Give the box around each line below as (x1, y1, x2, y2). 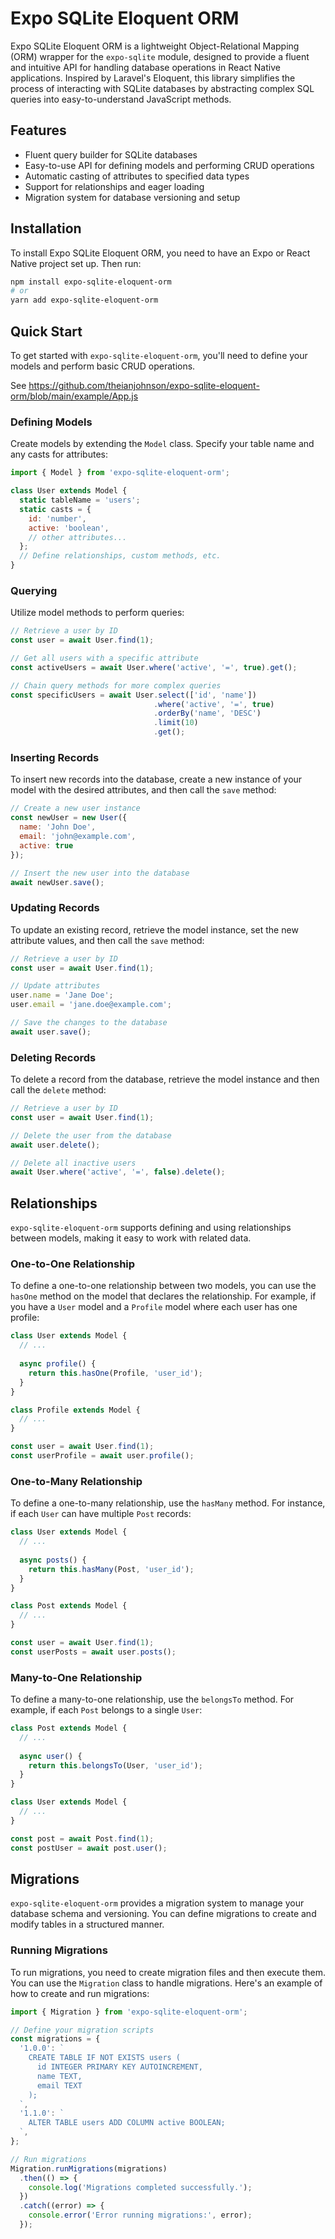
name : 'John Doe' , (19, 822, 97, 832)
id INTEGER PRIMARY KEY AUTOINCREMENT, (36, 2062, 203, 2072)
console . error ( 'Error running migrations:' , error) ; (28, 2210, 253, 2221)
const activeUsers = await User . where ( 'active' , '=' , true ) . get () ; (10, 662, 298, 672)
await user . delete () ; (10, 1140, 101, 1150)
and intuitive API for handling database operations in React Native (10, 61, 281, 73)
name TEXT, (36, 2071, 83, 2081)
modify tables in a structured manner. (10, 1918, 165, 1931)
